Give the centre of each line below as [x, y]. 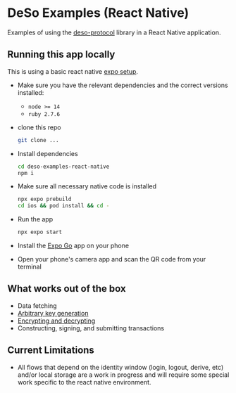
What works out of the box [67, 289]
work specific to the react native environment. [84, 382]
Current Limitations [51, 350]
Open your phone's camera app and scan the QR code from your [112, 259]
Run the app [35, 219]
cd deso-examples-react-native [63, 167]
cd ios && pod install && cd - [63, 206]
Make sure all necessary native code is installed [87, 186]
